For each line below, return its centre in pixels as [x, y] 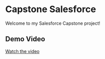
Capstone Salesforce [51, 9]
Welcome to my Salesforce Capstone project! [53, 23]
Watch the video [22, 51]
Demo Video [25, 39]
